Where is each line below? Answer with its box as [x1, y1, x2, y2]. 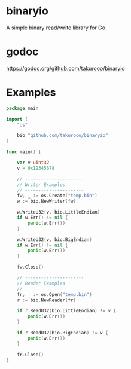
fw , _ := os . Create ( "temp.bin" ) [17, 193, 98, 199]
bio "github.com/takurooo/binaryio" [17, 133, 109, 139]
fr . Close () [17, 352, 44, 358]
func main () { [6, 149, 42, 155]
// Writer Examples [17, 181, 66, 188]
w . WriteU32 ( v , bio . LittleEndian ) [17, 209, 100, 215]
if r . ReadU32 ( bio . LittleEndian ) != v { [17, 308, 117, 314]
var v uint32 [17, 160, 50, 166]
